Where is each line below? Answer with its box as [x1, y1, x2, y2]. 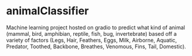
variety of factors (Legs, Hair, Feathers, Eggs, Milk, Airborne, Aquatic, [6, 36, 177, 43]
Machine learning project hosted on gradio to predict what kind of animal [6, 24, 185, 31]
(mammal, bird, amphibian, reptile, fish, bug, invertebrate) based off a [6, 30, 177, 37]
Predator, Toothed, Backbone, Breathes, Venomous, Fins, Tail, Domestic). [6, 43, 187, 50]
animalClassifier [6, 4, 89, 18]
